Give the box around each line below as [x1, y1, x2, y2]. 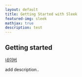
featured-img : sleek [5, 16, 47, 21]
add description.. [5, 66, 40, 72]
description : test [5, 25, 42, 30]
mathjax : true [5, 20, 34, 26]
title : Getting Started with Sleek [5, 12, 78, 17]
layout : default [5, 7, 38, 12]
